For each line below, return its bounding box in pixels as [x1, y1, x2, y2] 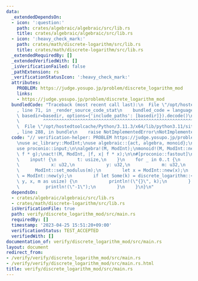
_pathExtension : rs [11, 69, 60, 75]
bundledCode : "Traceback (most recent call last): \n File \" [11, 101, 167, 108]
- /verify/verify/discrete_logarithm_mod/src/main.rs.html [6, 260, 154, 267]
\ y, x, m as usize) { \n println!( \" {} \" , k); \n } [16, 178, 192, 184]
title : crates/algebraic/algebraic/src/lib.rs [16, 31, 133, 37]
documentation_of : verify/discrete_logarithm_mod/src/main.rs [6, 239, 162, 244]
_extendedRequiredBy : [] [11, 52, 72, 58]
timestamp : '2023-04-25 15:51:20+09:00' [11, 222, 112, 228]
